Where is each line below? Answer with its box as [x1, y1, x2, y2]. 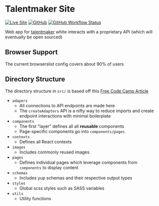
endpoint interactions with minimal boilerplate [19, 113, 111, 119]
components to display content [19, 164, 79, 171]
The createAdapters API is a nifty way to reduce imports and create [19, 108, 154, 114]
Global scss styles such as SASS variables [19, 185, 105, 191]
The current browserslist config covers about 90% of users [5, 61, 124, 67]
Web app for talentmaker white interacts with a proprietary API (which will [5, 29, 153, 34]
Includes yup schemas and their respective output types [19, 175, 133, 181]
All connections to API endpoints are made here [19, 103, 115, 108]
